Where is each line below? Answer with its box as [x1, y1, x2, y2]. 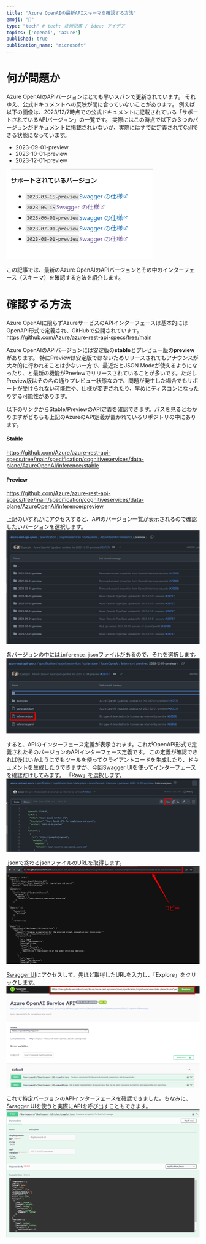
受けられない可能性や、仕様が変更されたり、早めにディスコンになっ [22, 385, 194, 392]
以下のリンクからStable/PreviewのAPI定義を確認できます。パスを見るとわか [6, 405, 198, 413]
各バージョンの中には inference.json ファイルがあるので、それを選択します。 [6, 651, 200, 658]
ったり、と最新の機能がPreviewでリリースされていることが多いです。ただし [6, 369, 197, 377]
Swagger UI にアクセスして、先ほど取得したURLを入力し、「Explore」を [6, 971, 186, 978]
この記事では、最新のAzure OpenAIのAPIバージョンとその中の [6, 266, 163, 273]
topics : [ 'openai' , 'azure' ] [6, 29, 81, 36]
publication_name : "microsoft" [6, 42, 86, 49]
